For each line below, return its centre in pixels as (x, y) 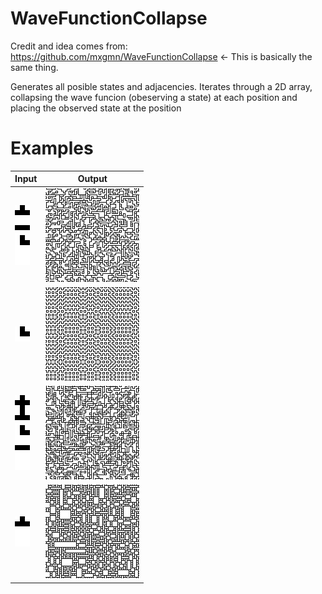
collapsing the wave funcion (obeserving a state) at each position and (154, 97)
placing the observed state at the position (96, 108)
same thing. (34, 67)
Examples (52, 148)
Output (92, 179)
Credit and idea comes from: (69, 46)
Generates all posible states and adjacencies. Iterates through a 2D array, (161, 86)
